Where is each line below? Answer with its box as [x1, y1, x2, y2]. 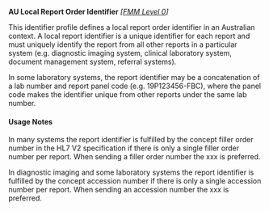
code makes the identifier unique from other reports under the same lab [8, 90, 247, 99]
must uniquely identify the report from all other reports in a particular [8, 40, 237, 49]
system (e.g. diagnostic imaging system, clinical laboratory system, [8, 49, 233, 57]
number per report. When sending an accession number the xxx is [8, 185, 229, 195]
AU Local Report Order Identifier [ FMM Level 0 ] [8, 7, 169, 16]
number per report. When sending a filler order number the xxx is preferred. [8, 152, 261, 162]
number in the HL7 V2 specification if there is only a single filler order [8, 143, 240, 153]
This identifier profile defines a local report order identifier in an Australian [8, 23, 255, 32]
